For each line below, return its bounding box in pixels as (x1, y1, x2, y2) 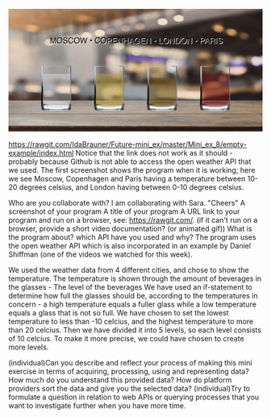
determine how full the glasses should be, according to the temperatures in (8, 291, 258, 300)
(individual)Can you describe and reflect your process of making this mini (8, 357, 252, 367)
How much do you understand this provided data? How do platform (8, 374, 232, 384)
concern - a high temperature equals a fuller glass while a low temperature (8, 299, 256, 309)
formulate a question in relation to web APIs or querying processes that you (8, 392, 260, 402)
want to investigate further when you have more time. (8, 400, 186, 410)
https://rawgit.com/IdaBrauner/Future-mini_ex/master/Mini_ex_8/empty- (8, 139, 248, 149)
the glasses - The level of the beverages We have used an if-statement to (8, 282, 252, 291)
